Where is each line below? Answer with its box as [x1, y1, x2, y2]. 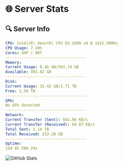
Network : [5, 113, 24, 118]
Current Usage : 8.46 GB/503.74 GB [5, 65, 79, 70]
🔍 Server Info [5, 24, 50, 33]
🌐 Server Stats [5, 3, 69, 15]
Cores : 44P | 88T [5, 50, 43, 56]
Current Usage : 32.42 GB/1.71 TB [5, 83, 77, 89]
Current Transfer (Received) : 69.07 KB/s [5, 122, 95, 127]
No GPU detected [5, 103, 40, 108]
